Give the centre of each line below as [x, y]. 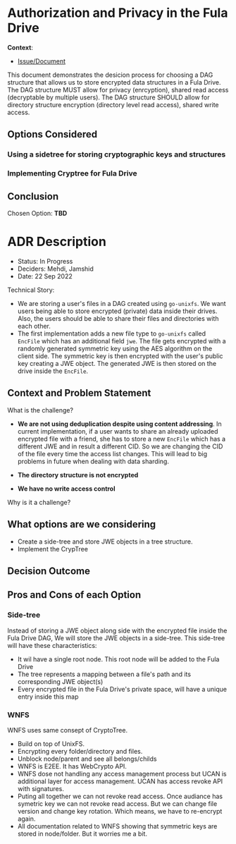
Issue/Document [41, 61]
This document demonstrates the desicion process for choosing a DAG [110, 75]
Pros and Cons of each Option [74, 595]
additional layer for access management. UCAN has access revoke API [120, 781]
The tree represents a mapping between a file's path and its [104, 674]
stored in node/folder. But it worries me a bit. [82, 833]
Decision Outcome [49, 571]
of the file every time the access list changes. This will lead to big [112, 453]
